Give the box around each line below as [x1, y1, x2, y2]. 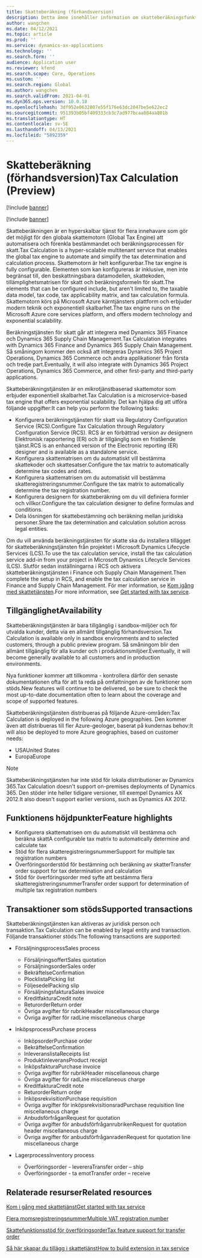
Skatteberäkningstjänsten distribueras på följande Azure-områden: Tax [6, 709, 180, 716]
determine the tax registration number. [14, 486, 111, 494]
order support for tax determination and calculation [14, 867, 142, 875]
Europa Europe [14, 752, 51, 760]
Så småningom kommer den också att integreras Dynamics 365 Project [6, 348, 182, 355]
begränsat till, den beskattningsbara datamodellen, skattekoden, [6, 272, 165, 279]
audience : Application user [6, 59, 77, 65]
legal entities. [14, 525, 49, 532]
